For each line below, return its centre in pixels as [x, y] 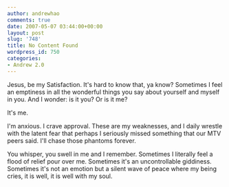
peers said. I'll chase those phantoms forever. [72, 140]
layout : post [26, 33]
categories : [24, 59]
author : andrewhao [33, 13]
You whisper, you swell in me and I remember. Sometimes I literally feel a [110, 154]
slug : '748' [24, 39]
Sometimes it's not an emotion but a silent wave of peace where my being [112, 168]
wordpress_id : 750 [33, 52]
